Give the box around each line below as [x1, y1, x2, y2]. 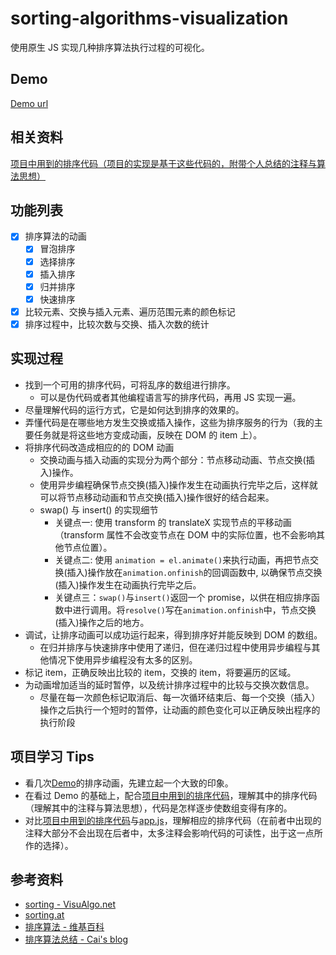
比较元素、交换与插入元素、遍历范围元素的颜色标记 [24, 305, 236, 317]
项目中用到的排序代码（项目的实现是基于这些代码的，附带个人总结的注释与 [10, 157, 317, 169]
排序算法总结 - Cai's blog [24, 933, 129, 946]
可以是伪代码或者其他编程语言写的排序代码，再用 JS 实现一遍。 [39, 391, 302, 403]
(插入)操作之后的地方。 [54, 616, 150, 628]
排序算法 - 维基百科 [24, 921, 105, 933]
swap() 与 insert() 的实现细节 [39, 503, 159, 516]
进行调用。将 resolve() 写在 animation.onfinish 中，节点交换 [72, 603, 317, 616]
